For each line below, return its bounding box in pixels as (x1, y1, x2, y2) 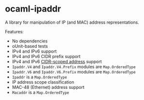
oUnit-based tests (12, 43, 48, 49)
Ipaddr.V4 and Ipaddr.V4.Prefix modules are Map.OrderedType (12, 64, 136, 70)
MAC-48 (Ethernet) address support (12, 84, 85, 90)
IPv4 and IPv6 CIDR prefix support (12, 53, 81, 59)
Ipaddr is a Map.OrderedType (12, 74, 67, 80)
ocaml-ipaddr (5, 3, 61, 14)
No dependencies (12, 38, 48, 44)
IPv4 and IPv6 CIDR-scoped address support (12, 58, 102, 64)
